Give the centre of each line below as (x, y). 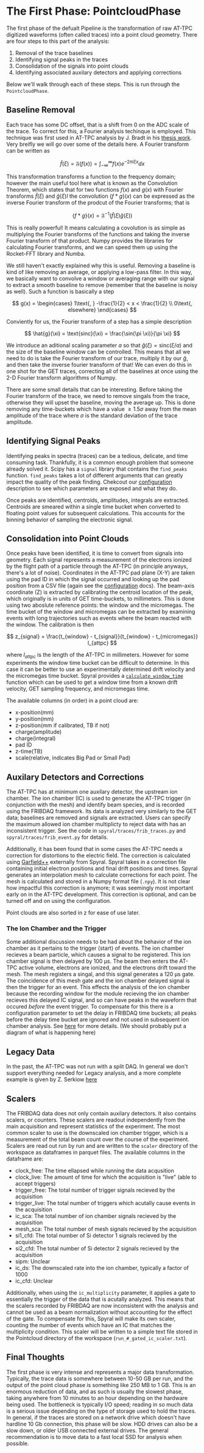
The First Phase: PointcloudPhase (94, 11)
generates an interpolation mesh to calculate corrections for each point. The (102, 875)
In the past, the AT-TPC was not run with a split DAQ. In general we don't (97, 1067)
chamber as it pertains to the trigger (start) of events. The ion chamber (95, 948)
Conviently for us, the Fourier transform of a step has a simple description (99, 321)
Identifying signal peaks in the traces (62, 59)
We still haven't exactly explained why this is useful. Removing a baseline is (101, 265)
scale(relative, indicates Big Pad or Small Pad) (73, 758)
